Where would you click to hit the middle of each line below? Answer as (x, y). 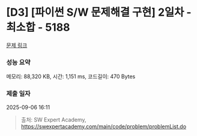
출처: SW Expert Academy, (53, 119)
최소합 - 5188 (38, 27)
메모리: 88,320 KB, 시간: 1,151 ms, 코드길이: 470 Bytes (71, 76)
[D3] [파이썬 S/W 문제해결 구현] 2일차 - (99, 12)
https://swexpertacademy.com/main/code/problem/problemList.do (104, 126)
